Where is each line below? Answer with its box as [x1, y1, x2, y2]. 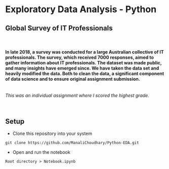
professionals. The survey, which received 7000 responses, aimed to [5, 54, 154, 60]
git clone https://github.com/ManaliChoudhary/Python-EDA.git [5, 141, 139, 146]
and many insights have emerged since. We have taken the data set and [5, 65, 159, 71]
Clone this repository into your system [12, 130, 93, 137]
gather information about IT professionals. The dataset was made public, [5, 59, 162, 65]
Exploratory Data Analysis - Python [5, 4, 157, 15]
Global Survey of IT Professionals [5, 24, 113, 32]
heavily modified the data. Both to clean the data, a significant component [5, 70, 164, 77]
